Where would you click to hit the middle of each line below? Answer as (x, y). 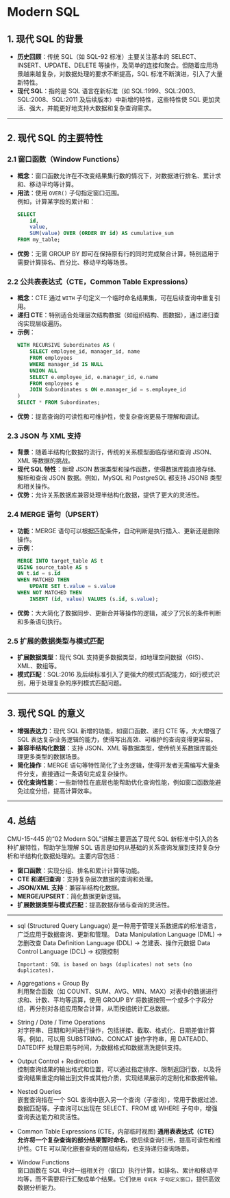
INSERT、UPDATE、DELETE (57, 65)
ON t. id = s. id (39, 574)
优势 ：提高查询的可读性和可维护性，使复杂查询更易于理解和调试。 (110, 417)
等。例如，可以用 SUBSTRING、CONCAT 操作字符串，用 (97, 1038)
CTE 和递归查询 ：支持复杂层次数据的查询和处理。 (87, 879)
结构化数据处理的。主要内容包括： (73, 856)
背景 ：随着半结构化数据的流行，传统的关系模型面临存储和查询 (104, 452)
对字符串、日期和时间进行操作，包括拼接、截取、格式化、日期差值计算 (116, 1030)
